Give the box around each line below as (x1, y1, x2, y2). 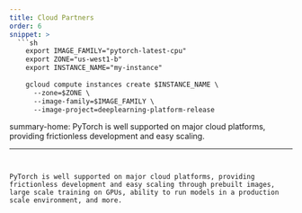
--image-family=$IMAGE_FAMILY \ (32, 96, 155, 106)
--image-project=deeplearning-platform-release (32, 105, 216, 114)
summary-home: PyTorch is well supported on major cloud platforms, (9, 121, 266, 132)
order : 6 (9, 22, 42, 31)
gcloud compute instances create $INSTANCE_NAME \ (25, 80, 219, 89)
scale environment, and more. (9, 196, 123, 205)
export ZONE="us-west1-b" (25, 55, 123, 64)
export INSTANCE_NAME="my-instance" (25, 64, 164, 73)
